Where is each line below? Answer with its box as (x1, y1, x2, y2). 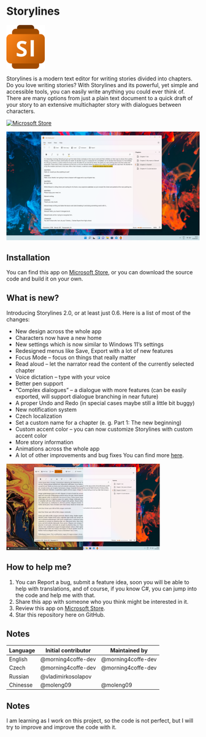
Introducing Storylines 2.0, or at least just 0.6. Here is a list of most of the (6, 309, 191, 317)
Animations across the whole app (15, 445, 100, 452)
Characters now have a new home (15, 334, 102, 341)
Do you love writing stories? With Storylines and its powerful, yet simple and (6, 81, 199, 88)
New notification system (15, 406, 77, 413)
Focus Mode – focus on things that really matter (15, 353, 136, 361)
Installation (6, 252, 50, 263)
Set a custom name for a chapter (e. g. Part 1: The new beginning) (15, 419, 182, 426)
